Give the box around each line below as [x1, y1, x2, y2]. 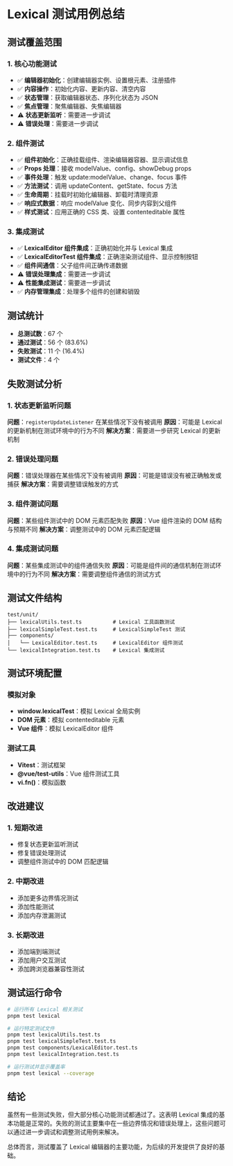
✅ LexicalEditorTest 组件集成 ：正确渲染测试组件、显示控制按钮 [17, 253, 199, 261]
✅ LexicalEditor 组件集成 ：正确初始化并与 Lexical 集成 [17, 244, 173, 253]
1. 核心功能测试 [7, 58, 58, 68]
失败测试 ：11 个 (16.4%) [17, 347, 85, 356]
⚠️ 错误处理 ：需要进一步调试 [17, 119, 99, 127]
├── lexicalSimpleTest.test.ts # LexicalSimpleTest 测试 [7, 625, 186, 633]
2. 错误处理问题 [7, 454, 59, 463]
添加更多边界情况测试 [17, 893, 78, 902]
